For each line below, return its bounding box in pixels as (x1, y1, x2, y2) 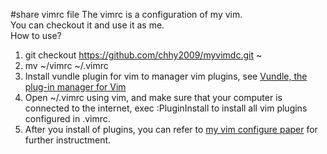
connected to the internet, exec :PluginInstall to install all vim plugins (24, 102, 308, 114)
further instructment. (24, 134, 112, 146)
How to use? (10, 30, 62, 41)
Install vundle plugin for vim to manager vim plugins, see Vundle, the (24, 70, 308, 82)
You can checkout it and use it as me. (10, 19, 165, 31)
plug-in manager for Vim (24, 81, 127, 93)
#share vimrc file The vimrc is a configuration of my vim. (10, 9, 243, 20)
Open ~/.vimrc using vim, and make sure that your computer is (24, 92, 283, 103)
